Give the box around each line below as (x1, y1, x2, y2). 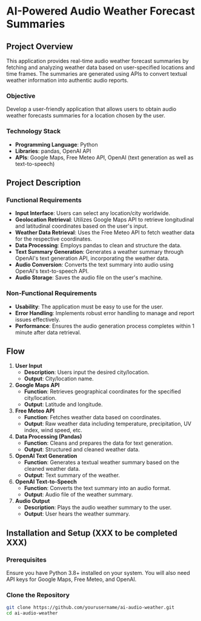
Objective (6, 91, 36, 100)
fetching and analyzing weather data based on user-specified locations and (6, 64, 195, 71)
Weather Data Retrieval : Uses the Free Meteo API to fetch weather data (15, 229, 195, 236)
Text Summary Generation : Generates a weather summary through (15, 248, 184, 256)
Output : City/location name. (24, 375, 94, 382)
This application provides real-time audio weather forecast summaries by (6, 58, 189, 64)
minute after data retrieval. (15, 328, 82, 336)
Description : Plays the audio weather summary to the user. (24, 504, 172, 511)
